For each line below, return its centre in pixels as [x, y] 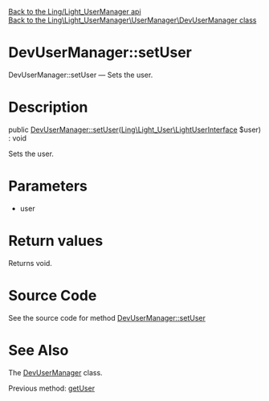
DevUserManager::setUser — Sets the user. [81, 75]
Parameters [48, 186]
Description [48, 107]
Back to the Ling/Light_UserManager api [75, 12]
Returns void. [30, 263]
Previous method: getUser [51, 388]
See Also [39, 350]
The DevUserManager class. [55, 372]
